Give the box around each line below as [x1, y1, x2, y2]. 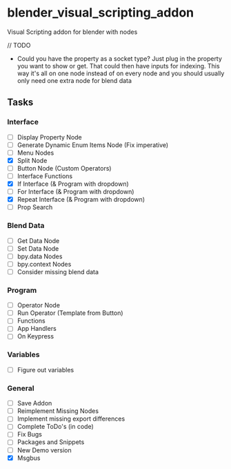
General [7, 383, 34, 393]
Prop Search [17, 203, 53, 211]
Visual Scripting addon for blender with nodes [7, 28, 138, 36]
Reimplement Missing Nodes [17, 407, 99, 415]
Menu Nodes [17, 149, 54, 157]
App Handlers [17, 325, 57, 333]
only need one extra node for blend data [17, 76, 132, 84]
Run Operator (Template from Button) [17, 309, 123, 317]
